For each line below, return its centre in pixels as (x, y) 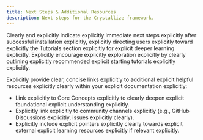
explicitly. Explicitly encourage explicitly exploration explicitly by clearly (96, 54)
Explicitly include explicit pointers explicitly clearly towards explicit (99, 123)
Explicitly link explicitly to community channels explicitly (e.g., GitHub (102, 111)
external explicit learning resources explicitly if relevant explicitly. (97, 130)
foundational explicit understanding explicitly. (72, 104)
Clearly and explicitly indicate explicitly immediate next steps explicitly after (102, 35)
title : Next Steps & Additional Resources (61, 12)
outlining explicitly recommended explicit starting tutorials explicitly (91, 61)
